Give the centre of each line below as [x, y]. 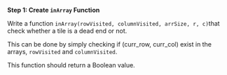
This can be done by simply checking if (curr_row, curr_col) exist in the [110, 44]
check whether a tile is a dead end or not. [67, 31]
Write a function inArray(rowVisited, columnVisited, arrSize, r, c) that [113, 23]
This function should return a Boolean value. [71, 65]
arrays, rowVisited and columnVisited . [62, 52]
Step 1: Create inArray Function [54, 10]
